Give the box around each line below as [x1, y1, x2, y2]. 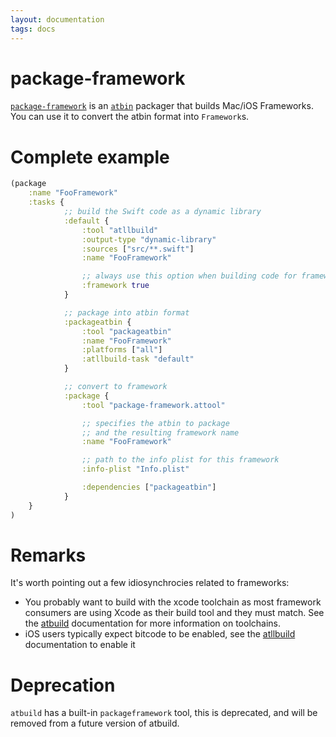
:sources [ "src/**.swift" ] [81, 244, 195, 254]
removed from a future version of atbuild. [10, 717, 180, 730]
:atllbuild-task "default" [81, 354, 195, 365]
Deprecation [10, 674, 116, 696]
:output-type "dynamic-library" [81, 234, 217, 245]
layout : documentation [10, 14, 105, 25]
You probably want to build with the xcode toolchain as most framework [24, 596, 322, 608]
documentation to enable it [24, 639, 136, 651]
